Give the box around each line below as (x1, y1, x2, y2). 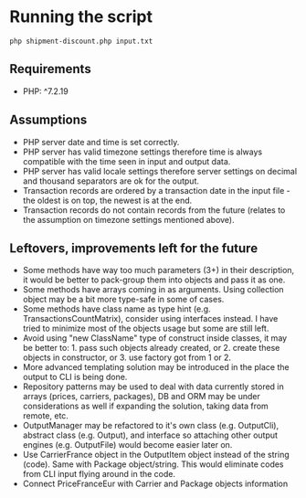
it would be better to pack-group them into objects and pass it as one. (22, 274, 286, 285)
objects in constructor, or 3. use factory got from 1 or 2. (22, 352, 231, 363)
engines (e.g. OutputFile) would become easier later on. (22, 440, 233, 450)
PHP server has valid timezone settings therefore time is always (22, 146, 263, 157)
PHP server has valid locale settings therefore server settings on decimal (22, 165, 298, 176)
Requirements (9, 61, 91, 77)
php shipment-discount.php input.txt (9, 37, 153, 46)
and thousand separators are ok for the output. (22, 175, 199, 186)
